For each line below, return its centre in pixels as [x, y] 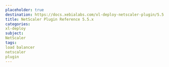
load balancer [20, 47]
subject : [14, 33]
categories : [18, 24]
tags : [11, 43]
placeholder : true [25, 10]
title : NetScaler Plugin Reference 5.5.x [50, 19]
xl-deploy [16, 29]
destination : [19, 15]
